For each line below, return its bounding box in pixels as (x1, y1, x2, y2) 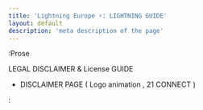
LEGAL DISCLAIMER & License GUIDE (8, 64, 134, 74)
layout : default (8, 19, 63, 27)
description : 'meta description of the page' (8, 26, 164, 35)
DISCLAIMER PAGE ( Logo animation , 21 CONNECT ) (19, 79, 196, 89)
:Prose (8, 49, 30, 59)
